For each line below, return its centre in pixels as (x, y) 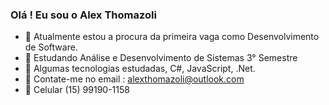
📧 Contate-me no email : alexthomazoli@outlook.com (134, 79)
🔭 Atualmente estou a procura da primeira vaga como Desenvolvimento (172, 37)
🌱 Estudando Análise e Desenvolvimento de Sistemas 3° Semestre (161, 58)
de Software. (51, 47)
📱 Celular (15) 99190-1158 (77, 90)
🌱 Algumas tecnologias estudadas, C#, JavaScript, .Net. (140, 69)
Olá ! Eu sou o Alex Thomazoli (83, 15)
